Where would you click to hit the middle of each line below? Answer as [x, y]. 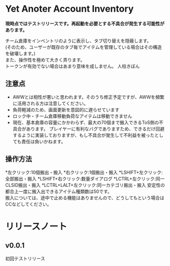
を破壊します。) [20, 53]
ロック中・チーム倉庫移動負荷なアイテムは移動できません [72, 116]
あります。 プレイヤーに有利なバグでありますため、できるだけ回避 [95, 129]
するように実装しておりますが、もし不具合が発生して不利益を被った [83, 135]
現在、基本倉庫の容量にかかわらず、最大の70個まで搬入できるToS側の [86, 122]
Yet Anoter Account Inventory [70, 9]
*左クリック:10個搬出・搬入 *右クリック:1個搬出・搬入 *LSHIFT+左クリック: [84, 172]
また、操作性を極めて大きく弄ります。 [45, 60]
